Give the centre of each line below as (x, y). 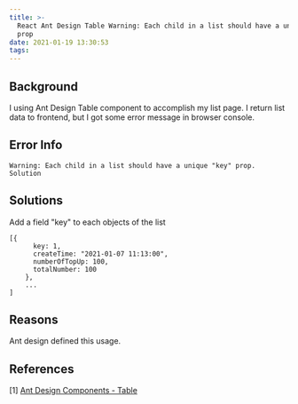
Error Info (36, 145)
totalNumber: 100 (65, 269)
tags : (19, 51)
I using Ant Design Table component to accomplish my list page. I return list (147, 107)
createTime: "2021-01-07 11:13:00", (100, 254)
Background (43, 87)
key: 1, (47, 246)
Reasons (34, 319)
